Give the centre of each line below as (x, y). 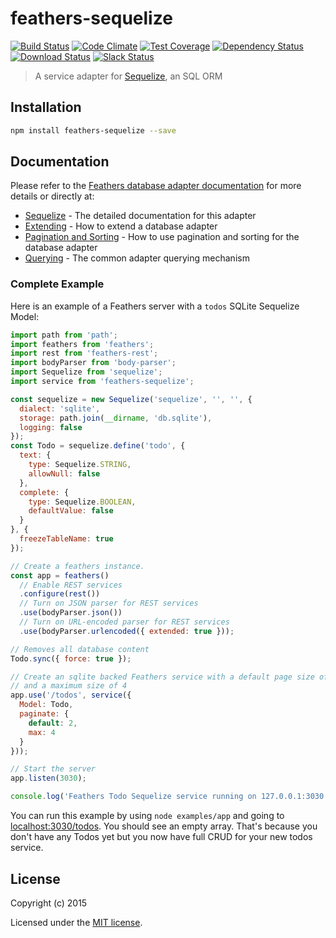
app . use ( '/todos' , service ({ (71, 695)
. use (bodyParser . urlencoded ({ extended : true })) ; (127, 631)
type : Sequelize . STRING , (80, 465)
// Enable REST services (71, 585)
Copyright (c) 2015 (49, 903)
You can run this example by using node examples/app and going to (147, 816)
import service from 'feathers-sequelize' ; (102, 382)
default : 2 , (53, 723)
